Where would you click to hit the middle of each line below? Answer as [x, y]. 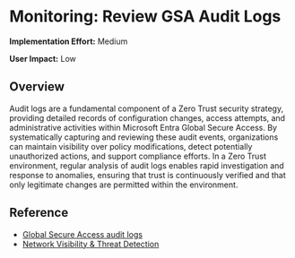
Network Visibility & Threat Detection [91, 244]
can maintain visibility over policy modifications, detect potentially [131, 146]
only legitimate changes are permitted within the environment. [124, 185]
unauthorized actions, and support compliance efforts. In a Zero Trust [138, 156]
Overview [37, 87]
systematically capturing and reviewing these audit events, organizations [144, 137]
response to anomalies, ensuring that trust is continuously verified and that [147, 175]
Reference [39, 213]
